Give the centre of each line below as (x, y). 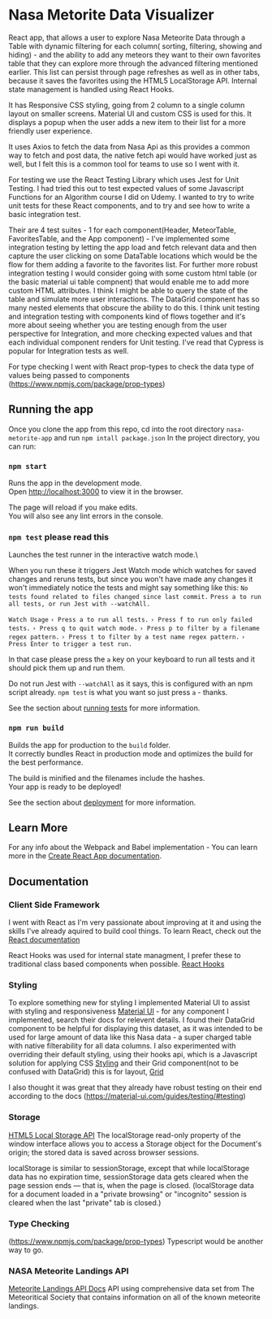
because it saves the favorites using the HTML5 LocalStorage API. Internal (133, 80)
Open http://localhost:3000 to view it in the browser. (96, 492)
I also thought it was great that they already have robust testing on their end (135, 1087)
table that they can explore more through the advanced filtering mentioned (133, 63)
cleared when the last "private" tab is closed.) (85, 1202)
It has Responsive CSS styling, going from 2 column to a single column (127, 105)
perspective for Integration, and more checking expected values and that (130, 333)
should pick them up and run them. (67, 668)
